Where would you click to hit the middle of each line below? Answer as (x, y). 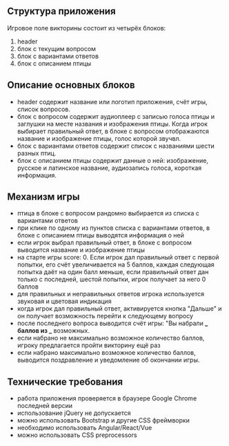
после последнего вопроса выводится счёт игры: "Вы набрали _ (112, 323)
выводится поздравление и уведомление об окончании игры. (108, 360)
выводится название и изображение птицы (81, 250)
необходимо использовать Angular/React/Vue (84, 428)
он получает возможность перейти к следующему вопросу (105, 316)
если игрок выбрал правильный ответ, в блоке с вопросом (104, 243)
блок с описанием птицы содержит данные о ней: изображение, (113, 160)
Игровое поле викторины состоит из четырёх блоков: (87, 28)
